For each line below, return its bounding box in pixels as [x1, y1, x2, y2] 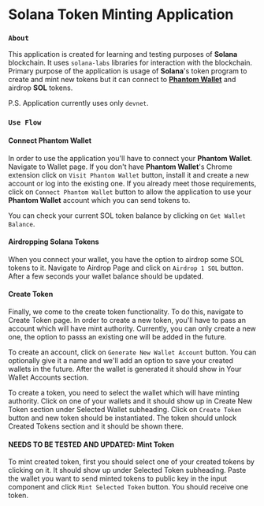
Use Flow [8, 118, 42, 127]
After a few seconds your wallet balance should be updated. [8, 271, 204, 281]
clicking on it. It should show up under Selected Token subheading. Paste [8, 466, 247, 475]
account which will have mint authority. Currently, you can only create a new [8, 324, 256, 333]
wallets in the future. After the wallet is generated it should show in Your [8, 365, 242, 374]
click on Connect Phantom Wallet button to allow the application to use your [8, 187, 252, 197]
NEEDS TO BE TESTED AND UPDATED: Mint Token [8, 440, 175, 449]
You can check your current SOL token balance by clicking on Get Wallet [8, 211, 246, 220]
